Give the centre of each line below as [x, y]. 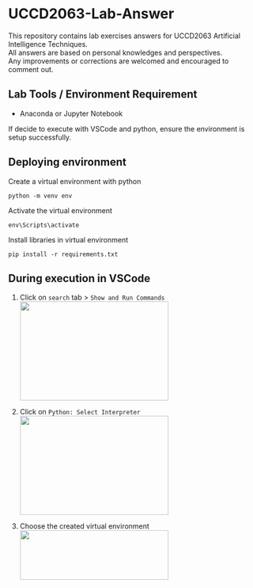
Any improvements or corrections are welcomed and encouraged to [119, 61]
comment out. [31, 69]
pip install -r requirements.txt [63, 254]
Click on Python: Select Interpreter [80, 412]
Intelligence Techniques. [48, 44]
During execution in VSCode [79, 278]
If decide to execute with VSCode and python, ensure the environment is [126, 128]
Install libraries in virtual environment [68, 239]
